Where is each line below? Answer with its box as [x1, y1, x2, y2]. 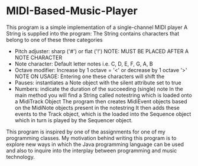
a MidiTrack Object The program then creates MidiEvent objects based [14, 97, 187, 105]
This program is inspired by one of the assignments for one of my [6, 128, 165, 135]
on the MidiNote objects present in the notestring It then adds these [14, 104, 180, 111]
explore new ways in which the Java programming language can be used [6, 141, 184, 148]
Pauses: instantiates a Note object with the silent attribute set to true [14, 79, 181, 86]
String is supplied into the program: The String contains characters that [6, 30, 179, 37]
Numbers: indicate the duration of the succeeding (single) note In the [14, 85, 183, 92]
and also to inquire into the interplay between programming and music [6, 147, 177, 154]
